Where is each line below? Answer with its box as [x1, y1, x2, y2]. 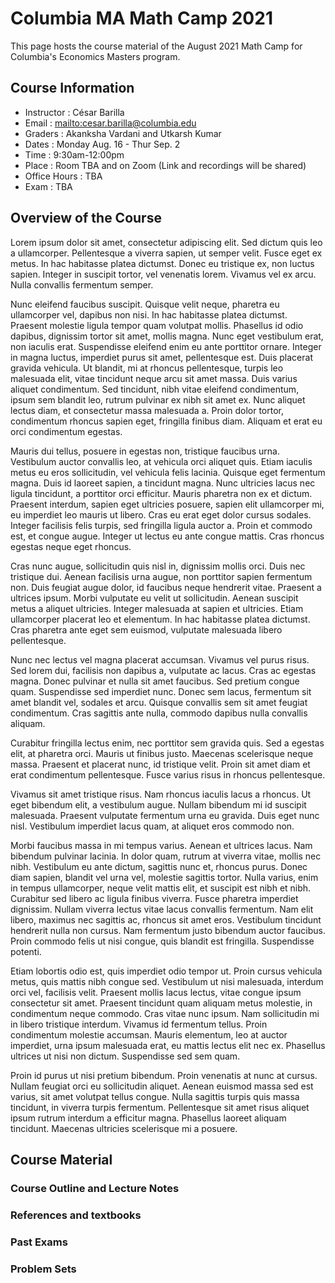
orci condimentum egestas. [10, 425, 123, 437]
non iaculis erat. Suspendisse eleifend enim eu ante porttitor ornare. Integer [10, 340, 322, 352]
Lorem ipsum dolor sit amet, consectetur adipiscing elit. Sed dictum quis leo [10, 236, 323, 248]
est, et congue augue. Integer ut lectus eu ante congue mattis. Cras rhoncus [10, 530, 325, 542]
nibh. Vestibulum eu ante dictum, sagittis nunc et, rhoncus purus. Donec [10, 860, 308, 872]
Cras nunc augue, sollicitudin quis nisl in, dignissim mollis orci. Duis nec [10, 560, 306, 572]
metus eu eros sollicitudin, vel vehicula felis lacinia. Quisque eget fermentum [10, 466, 326, 478]
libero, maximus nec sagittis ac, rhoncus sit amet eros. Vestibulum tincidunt [10, 913, 322, 926]
